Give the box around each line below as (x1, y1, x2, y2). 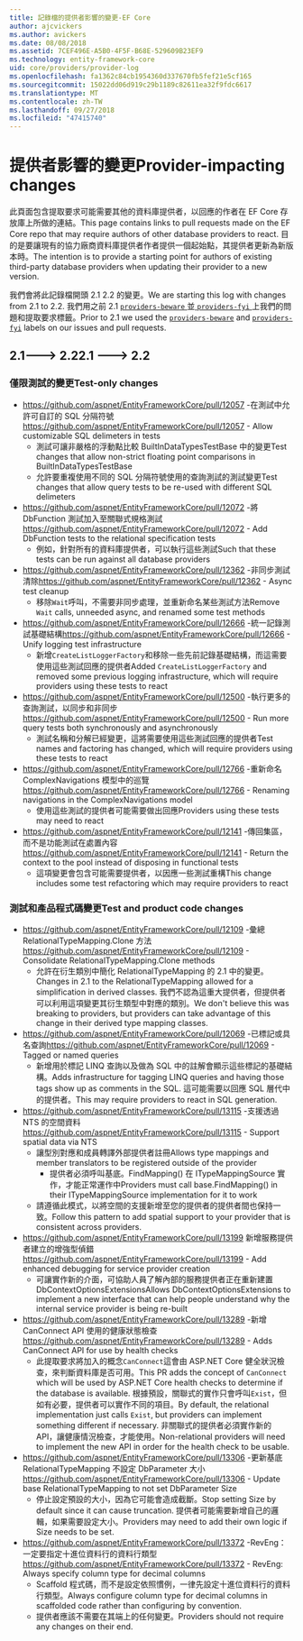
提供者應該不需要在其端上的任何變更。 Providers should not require (35, 1611, 284, 1622)
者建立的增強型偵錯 (22, 1243, 95, 1254)
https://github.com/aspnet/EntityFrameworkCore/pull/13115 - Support (22, 1127, 280, 1138)
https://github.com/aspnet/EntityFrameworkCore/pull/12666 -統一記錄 (22, 617, 283, 628)
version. (9, 271, 40, 282)
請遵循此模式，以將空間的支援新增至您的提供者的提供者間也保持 (35, 1200, 273, 1211)
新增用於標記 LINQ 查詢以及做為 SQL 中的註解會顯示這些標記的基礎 (35, 1060, 285, 1071)
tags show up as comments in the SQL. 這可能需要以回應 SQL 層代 (35, 1083, 282, 1094)
